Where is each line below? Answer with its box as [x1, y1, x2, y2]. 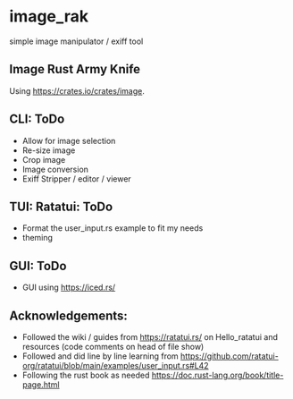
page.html [21, 379, 60, 390]
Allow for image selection [21, 135, 116, 146]
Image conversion [21, 164, 89, 174]
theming [21, 233, 54, 243]
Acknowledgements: [9, 308, 128, 323]
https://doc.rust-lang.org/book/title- [151, 369, 284, 380]
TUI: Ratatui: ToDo [9, 199, 113, 214]
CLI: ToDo [9, 112, 65, 127]
